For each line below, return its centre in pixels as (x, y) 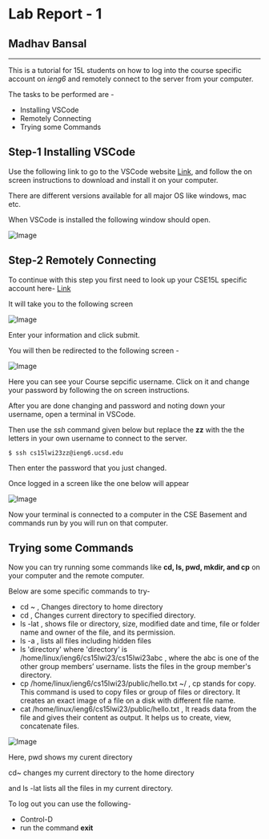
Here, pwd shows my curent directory (70, 757)
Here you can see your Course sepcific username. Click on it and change (129, 381)
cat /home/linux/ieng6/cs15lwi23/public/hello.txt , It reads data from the (138, 709)
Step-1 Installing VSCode (72, 152)
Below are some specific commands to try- (79, 591)
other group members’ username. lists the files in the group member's (135, 667)
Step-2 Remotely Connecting (82, 260)
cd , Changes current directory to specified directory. (108, 615)
